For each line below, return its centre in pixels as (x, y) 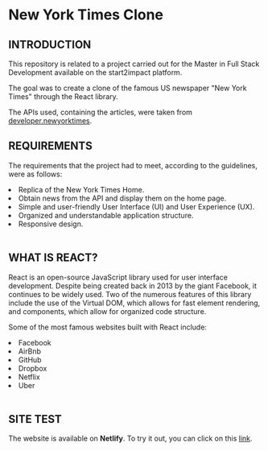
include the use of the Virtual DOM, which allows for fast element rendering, (134, 303)
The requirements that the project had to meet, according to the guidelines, (133, 165)
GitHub (30, 359)
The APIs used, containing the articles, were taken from (101, 112)
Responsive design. (51, 224)
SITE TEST (35, 419)
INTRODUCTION (50, 45)
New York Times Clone (86, 15)
